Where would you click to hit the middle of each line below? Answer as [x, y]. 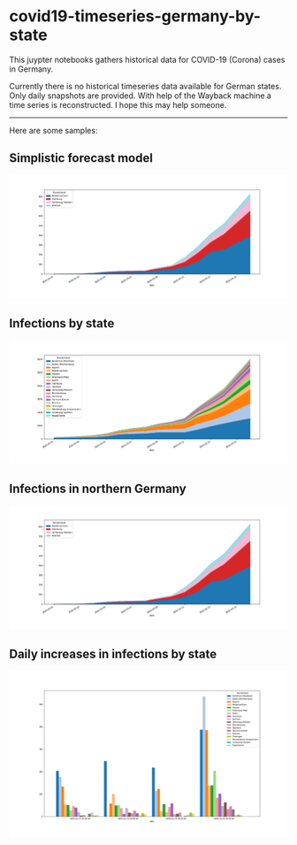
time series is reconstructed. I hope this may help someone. [118, 104]
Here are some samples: [53, 130]
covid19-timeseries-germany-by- [135, 16]
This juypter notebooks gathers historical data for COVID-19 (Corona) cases [147, 59]
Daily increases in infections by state [113, 653]
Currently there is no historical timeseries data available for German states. [145, 86]
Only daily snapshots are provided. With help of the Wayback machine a [141, 96]
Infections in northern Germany [98, 488]
